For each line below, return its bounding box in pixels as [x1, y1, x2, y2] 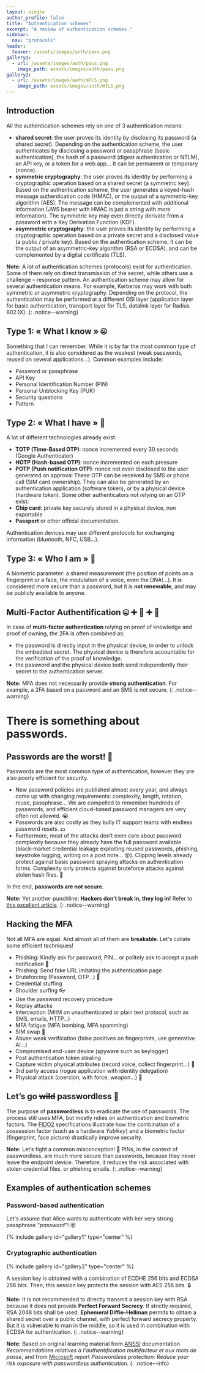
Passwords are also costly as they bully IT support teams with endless [15, 819, 193, 826]
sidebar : [6, 32, 29, 38]
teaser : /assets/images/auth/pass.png [12, 49, 111, 55]
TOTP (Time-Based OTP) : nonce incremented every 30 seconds [15, 445, 179, 453]
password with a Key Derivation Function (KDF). [15, 218, 136, 225]
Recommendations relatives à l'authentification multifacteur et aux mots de [6, 1346, 197, 1354]
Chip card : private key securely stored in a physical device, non [15, 504, 176, 512]
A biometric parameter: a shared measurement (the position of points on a [6, 570, 193, 577]
